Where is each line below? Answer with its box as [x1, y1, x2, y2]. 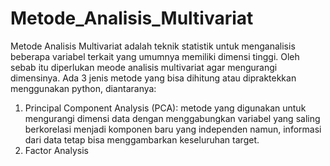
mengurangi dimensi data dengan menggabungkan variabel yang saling [24, 112, 321, 124]
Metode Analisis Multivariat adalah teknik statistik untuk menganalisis [10, 40, 296, 52]
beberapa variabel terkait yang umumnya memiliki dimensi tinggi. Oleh [10, 50, 300, 62]
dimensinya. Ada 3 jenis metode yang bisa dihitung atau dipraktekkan [10, 72, 297, 84]
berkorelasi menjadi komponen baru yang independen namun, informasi [24, 123, 322, 135]
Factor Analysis [24, 144, 89, 156]
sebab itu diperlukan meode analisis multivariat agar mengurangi [10, 61, 278, 73]
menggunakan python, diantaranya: [10, 82, 157, 94]
